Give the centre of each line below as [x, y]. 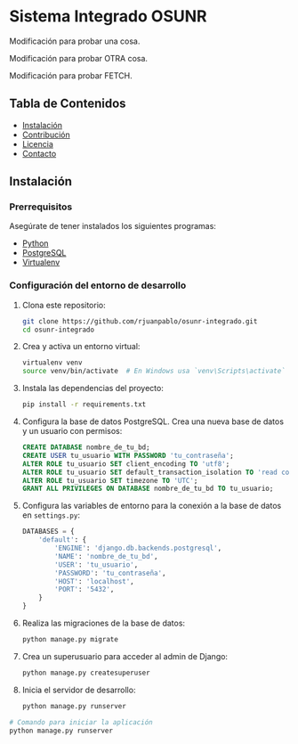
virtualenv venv [52, 363]
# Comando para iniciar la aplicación [81, 722]
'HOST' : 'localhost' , [95, 581]
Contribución [46, 135]
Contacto [39, 153]
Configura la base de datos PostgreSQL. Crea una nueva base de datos [153, 421]
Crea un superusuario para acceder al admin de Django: [125, 656]
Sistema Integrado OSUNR [108, 16]
